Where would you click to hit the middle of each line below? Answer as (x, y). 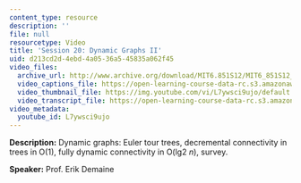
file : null (30, 34)
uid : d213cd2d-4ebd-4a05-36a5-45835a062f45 (92, 59)
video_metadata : (39, 109)
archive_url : (42, 76)
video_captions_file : (58, 84)
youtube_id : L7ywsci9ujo (64, 117)
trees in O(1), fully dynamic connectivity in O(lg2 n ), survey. (119, 152)
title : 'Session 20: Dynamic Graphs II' (86, 51)
